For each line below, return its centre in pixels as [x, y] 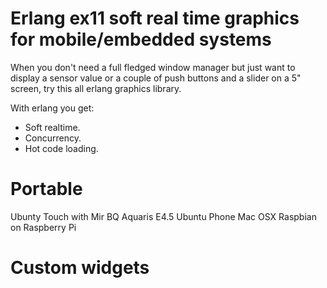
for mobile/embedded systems [141, 39]
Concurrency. [53, 138]
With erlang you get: [52, 108]
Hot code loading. [61, 148]
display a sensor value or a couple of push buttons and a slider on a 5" [156, 78]
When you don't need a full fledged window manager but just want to [153, 67]
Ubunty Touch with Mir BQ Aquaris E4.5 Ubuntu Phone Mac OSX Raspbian [163, 216]
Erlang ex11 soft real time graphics [155, 18]
